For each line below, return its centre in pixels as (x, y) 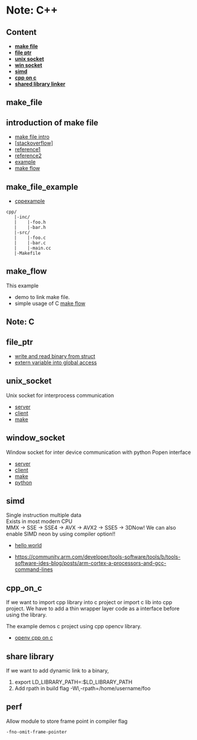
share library (30, 656)
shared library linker (40, 84)
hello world (28, 546)
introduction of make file (52, 123)
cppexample (30, 201)
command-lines (34, 569)
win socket (28, 65)
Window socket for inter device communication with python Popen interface (98, 452)
